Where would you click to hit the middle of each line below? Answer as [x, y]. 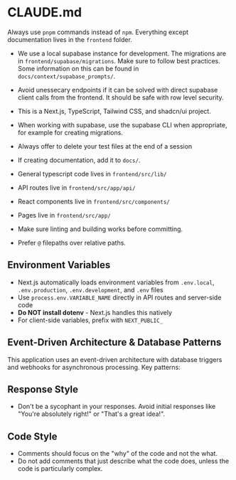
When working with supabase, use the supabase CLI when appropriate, [122, 124]
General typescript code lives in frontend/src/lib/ [92, 174]
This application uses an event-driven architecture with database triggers [115, 359]
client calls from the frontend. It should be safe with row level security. [120, 97]
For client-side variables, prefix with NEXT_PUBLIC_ [90, 320]
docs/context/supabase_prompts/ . [66, 76]
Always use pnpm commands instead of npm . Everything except [98, 32]
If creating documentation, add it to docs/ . [79, 160]
